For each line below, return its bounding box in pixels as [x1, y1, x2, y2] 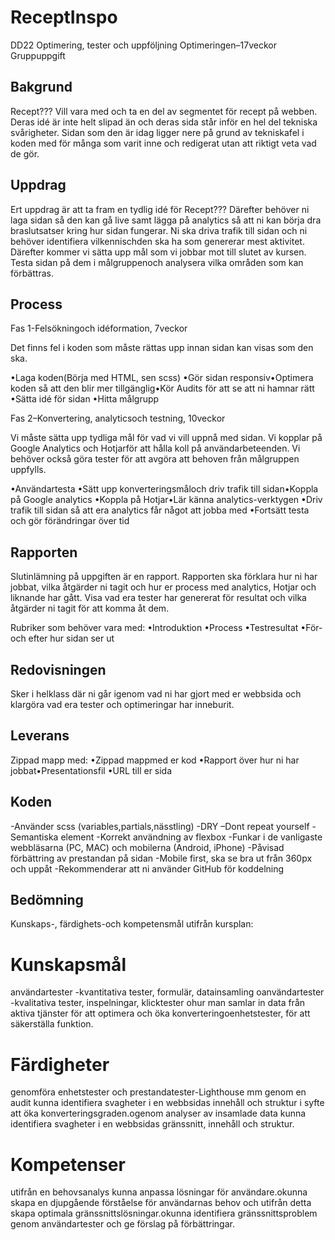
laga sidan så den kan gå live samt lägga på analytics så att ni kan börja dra [10, 214, 322, 226]
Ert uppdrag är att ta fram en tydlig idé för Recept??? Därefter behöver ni [10, 203, 310, 215]
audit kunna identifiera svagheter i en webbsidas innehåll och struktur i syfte [10, 1097, 325, 1109]
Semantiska [10, 831, 59, 843]
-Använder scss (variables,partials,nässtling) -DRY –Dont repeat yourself [10, 820, 310, 832]
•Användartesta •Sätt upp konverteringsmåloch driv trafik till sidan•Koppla [10, 483, 319, 495]
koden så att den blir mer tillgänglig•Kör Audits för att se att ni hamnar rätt [10, 382, 315, 395]
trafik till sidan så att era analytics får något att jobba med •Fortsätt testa [10, 504, 310, 516]
